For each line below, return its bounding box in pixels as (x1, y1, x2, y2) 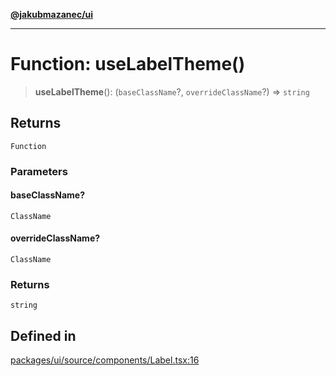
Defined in (10, 327, 77, 344)
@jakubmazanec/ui (10, 9, 94, 20)
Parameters (10, 164, 68, 178)
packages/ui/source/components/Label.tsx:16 (10, 354, 200, 366)
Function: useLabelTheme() (10, 53, 246, 76)
